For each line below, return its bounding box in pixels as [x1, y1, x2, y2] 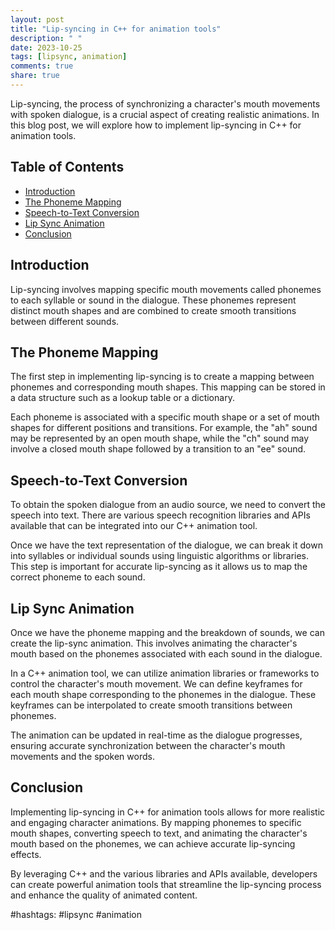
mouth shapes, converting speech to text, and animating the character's [10, 827, 308, 839]
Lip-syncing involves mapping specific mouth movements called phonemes [10, 283, 322, 295]
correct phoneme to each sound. [10, 571, 146, 583]
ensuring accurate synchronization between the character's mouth [10, 739, 286, 751]
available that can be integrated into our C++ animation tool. [10, 520, 258, 532]
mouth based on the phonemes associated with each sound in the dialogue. [10, 647, 323, 660]
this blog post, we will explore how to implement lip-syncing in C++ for [10, 119, 302, 131]
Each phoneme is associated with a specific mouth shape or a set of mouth [10, 411, 320, 423]
